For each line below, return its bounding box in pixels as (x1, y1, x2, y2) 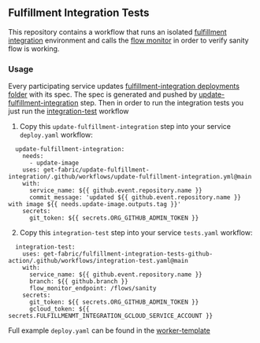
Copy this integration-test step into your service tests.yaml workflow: (19, 228, 253, 238)
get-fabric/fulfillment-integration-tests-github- (43, 250, 214, 258)
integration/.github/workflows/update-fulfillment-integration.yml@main (8, 173, 252, 181)
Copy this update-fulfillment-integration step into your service (19, 122, 231, 131)
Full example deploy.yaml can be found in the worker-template (8, 326, 210, 335)
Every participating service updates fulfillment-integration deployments (8, 82, 240, 91)
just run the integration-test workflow (8, 106, 129, 116)
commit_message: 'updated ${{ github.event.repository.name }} (28, 194, 242, 201)
